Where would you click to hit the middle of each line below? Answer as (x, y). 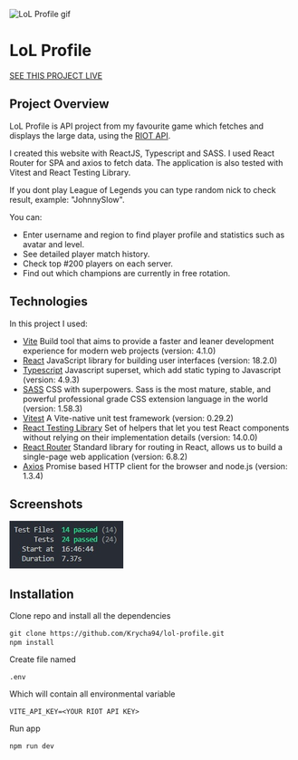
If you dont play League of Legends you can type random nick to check (143, 189)
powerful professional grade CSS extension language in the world (145, 399)
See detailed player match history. (86, 254)
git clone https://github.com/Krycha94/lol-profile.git (117, 634)
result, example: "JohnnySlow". (67, 199)
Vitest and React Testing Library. (70, 172)
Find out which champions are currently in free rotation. (126, 273)
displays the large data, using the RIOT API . (90, 135)
